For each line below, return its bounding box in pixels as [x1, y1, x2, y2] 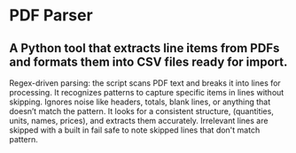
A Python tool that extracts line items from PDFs [9, 41, 280, 56]
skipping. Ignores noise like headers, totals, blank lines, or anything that [9, 96, 271, 107]
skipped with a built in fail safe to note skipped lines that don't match [9, 125, 261, 135]
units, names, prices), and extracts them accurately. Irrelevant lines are [9, 116, 269, 126]
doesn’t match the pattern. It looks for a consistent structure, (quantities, [9, 106, 275, 116]
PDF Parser [9, 5, 93, 26]
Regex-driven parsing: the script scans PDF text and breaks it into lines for [9, 78, 281, 88]
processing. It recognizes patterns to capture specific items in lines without [9, 88, 284, 97]
